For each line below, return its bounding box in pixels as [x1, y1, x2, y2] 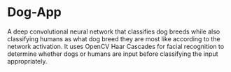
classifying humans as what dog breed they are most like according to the [7, 34, 220, 43]
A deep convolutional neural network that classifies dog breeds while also [7, 27, 220, 36]
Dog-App [7, 4, 62, 20]
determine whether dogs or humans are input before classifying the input [7, 50, 218, 58]
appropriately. [7, 57, 48, 65]
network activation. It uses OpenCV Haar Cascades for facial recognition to [7, 42, 225, 50]
